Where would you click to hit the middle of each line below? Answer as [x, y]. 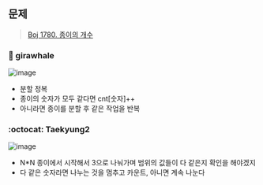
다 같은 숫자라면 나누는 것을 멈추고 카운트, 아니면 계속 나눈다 [112, 172]
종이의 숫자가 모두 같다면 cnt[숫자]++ [77, 99]
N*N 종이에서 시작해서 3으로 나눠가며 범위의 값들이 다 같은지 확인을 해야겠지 [138, 163]
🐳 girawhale [32, 55]
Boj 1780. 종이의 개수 [60, 35]
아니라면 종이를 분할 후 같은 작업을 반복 [80, 109]
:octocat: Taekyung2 [49, 130]
